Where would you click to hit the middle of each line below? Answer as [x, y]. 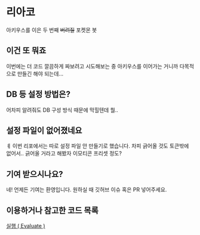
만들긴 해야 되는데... [40, 74]
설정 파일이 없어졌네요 [44, 130]
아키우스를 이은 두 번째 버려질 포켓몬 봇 [52, 30]
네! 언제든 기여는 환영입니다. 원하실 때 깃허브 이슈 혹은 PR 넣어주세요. [87, 190]
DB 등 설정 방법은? [38, 94]
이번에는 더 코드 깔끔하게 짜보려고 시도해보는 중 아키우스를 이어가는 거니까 [92, 66]
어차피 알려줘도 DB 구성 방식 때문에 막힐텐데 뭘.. [62, 110]
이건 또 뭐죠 [26, 51]
